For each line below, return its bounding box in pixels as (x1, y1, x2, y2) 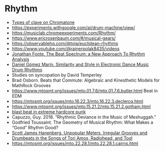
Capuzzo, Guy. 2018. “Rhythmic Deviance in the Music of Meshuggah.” (11, 114, 157, 120)
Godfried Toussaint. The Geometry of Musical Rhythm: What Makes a (11, 119, 154, 125)
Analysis (11, 56, 30, 62)
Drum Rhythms (11, 66, 42, 72)
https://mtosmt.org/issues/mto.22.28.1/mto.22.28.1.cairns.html (11, 140, 139, 146)
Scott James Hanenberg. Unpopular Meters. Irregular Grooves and (11, 130, 148, 136)
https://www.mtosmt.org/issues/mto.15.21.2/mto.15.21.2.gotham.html (11, 103, 151, 109)
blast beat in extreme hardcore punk (11, 108, 86, 114)
